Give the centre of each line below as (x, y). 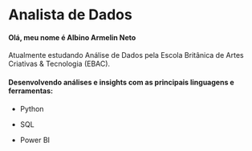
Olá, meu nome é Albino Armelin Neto (72, 37)
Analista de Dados (70, 15)
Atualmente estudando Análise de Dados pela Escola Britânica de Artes (126, 55)
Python (32, 108)
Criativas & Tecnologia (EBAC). (59, 64)
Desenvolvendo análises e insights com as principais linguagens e (121, 82)
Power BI (35, 140)
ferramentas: (31, 91)
